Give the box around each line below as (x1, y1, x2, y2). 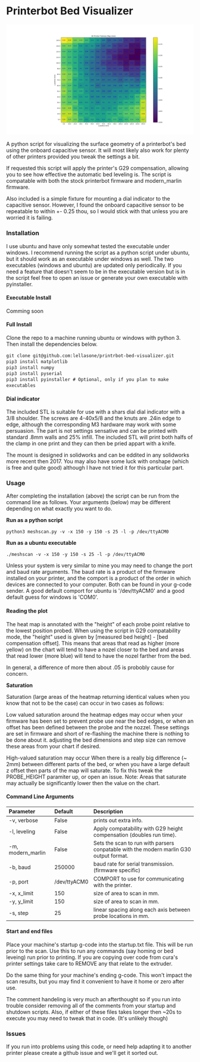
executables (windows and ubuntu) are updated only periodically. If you (6, 261, 182, 268)
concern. (6, 670, 29, 677)
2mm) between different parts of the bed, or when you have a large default (6, 760, 190, 767)
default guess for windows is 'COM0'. (6, 594, 99, 601)
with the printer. (93, 881, 133, 888)
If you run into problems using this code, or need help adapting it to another (6, 1043, 192, 1050)
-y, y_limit (8, 898, 34, 905)
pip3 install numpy (6, 364, 55, 370)
